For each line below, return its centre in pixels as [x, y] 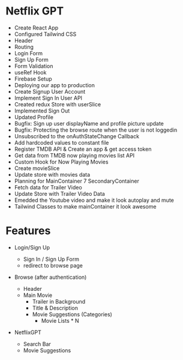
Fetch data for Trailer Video [48, 187]
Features [28, 231]
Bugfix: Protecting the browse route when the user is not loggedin [96, 130]
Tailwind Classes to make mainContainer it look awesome [85, 206]
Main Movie [37, 295]
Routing [24, 47]
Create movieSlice [37, 168]
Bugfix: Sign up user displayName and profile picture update [89, 123]
